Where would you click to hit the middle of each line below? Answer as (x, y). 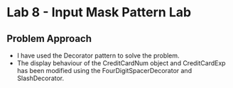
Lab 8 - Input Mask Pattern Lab (99, 12)
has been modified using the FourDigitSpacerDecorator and (104, 71)
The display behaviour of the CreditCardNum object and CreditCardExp (121, 63)
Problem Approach (49, 39)
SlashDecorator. (40, 78)
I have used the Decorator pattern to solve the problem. (98, 55)
